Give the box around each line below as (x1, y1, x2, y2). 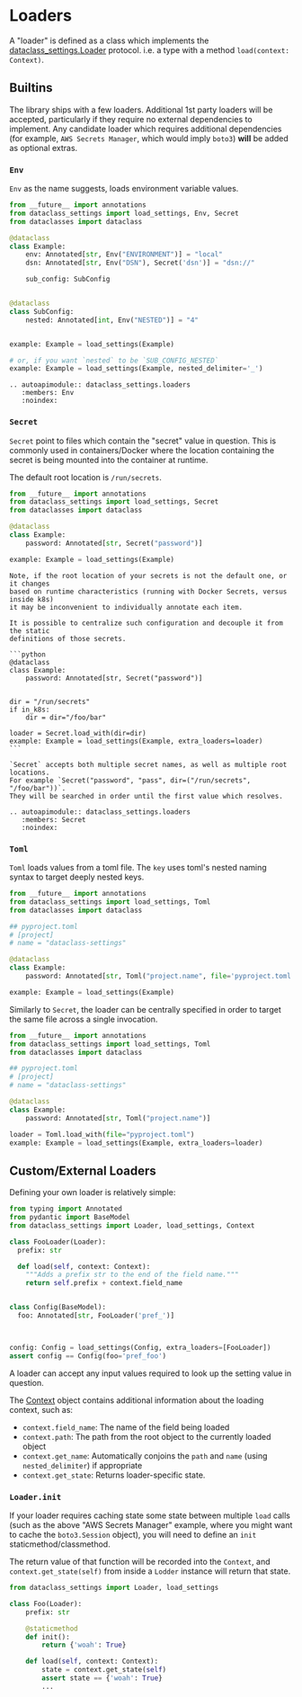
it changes (9, 579, 50, 588)
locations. (9, 768, 50, 777)
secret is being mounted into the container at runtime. (9, 454, 209, 465)
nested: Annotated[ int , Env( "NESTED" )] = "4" (25, 316, 200, 325)
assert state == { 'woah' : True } (41, 1674, 164, 1683)
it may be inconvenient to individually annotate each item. (9, 603, 244, 612)
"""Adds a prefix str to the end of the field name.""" (25, 1270, 240, 1280)
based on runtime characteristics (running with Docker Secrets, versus (9, 586, 288, 596)
